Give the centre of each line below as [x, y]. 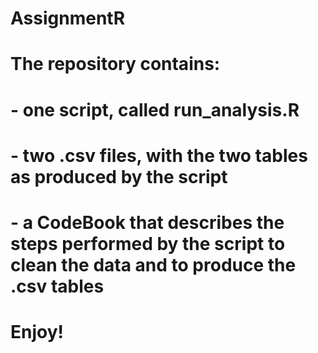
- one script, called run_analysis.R [155, 109]
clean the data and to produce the [153, 264]
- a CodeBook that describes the [147, 222]
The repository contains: [115, 64]
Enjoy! [37, 332]
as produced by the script [119, 176]
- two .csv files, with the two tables [159, 155]
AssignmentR [68, 18]
